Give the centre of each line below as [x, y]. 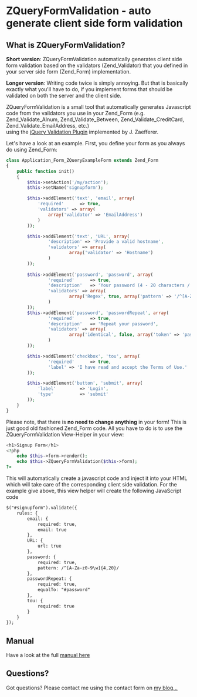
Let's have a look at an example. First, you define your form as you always [96, 143]
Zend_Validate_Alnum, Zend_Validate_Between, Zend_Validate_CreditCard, [95, 119]
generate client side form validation [94, 23]
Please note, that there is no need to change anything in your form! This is [96, 422]
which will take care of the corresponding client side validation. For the [91, 484]
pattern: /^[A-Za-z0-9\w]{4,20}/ [78, 568]
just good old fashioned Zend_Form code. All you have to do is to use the [94, 428]
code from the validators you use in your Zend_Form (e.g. [76, 113]
